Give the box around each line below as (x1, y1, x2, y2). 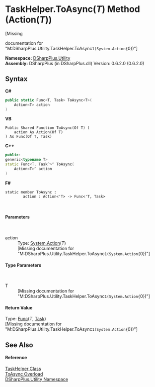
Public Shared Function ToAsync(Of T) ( (5, 125, 90, 130)
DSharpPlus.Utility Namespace (5, 376, 69, 382)
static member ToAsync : (5, 190, 57, 194)
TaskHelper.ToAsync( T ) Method (5, 3, 140, 15)
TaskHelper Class (5, 366, 41, 372)
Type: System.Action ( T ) (17, 240, 66, 246)
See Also (5, 341, 33, 349)
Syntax (5, 75, 28, 83)
